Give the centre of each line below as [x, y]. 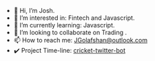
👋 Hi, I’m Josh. [34, 11]
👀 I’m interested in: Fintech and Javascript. [74, 18]
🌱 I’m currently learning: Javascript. [64, 25]
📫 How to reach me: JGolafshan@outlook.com [81, 40]
